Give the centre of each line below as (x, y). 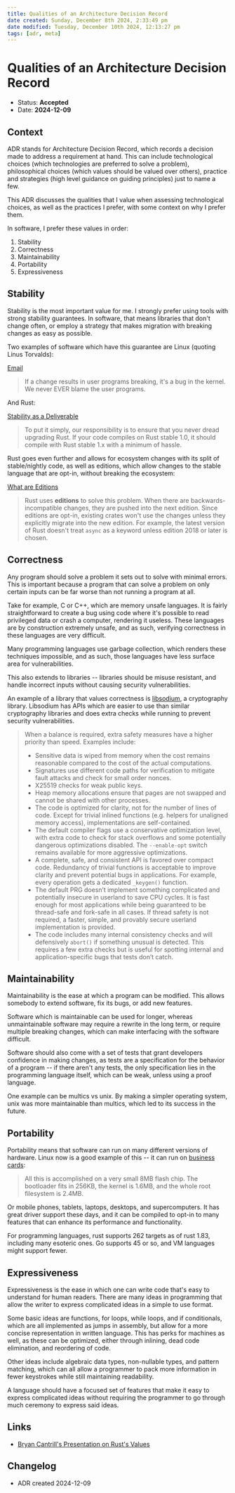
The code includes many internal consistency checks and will (123, 934)
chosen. (36, 537)
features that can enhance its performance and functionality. (95, 1222)
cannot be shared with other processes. (93, 800)
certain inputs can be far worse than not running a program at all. (101, 591)
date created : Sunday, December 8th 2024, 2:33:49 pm (88, 20)
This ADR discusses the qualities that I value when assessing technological (116, 200)
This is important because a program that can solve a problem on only (109, 584)
